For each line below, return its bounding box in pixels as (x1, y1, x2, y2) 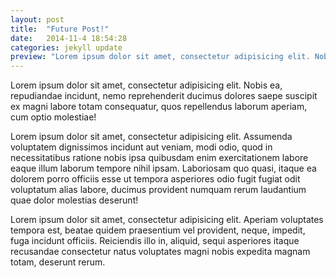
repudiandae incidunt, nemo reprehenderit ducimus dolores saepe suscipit (10, 90, 318, 102)
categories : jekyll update (10, 42, 123, 53)
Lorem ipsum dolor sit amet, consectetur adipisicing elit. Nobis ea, (10, 79, 283, 91)
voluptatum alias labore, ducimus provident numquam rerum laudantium (10, 184, 307, 196)
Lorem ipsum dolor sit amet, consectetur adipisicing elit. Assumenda (10, 131, 293, 143)
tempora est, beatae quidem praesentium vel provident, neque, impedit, (10, 224, 306, 236)
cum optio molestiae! (10, 111, 97, 123)
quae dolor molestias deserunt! (10, 194, 139, 206)
